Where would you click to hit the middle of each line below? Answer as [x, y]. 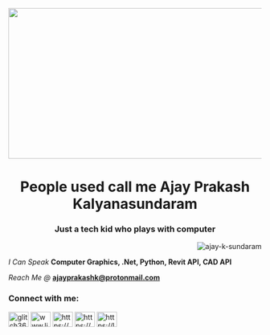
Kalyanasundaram [135, 204]
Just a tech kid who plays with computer [135, 229]
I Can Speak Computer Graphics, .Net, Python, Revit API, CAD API [120, 262]
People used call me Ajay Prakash [135, 187]
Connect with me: [44, 299]
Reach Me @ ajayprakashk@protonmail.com [84, 278]
